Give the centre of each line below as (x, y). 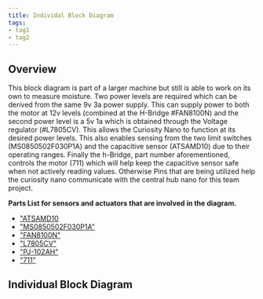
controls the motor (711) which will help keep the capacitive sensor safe (124, 163)
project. (21, 188)
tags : (17, 23)
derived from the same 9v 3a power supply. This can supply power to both (129, 105)
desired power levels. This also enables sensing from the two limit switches (130, 138)
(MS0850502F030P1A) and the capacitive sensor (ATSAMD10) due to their (129, 147)
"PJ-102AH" (39, 252)
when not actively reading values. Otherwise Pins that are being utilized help (132, 171)
